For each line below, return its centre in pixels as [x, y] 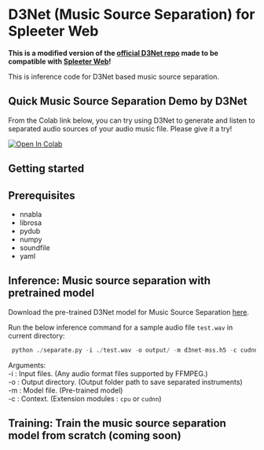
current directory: [37, 335]
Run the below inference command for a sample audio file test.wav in [121, 327]
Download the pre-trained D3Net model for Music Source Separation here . [129, 312]
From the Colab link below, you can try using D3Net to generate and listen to [132, 120]
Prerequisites [42, 195]
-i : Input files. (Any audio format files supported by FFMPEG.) [108, 373]
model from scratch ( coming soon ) [95, 435]
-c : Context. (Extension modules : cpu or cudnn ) [85, 398]
